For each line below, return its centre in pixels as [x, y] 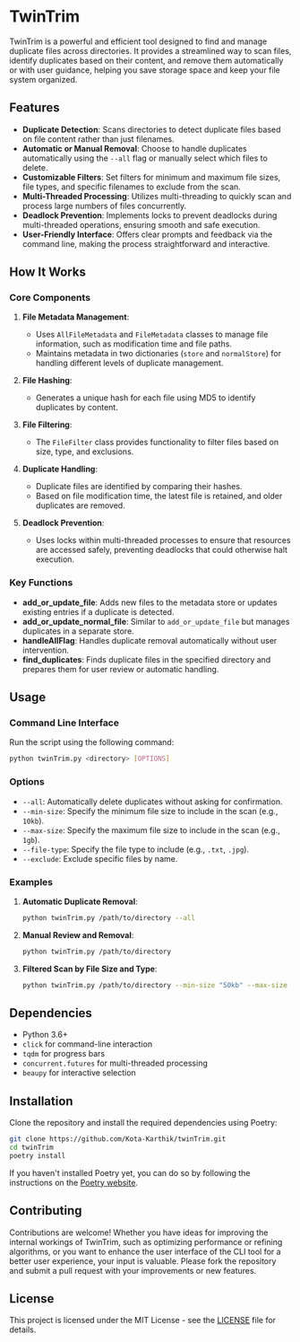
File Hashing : [47, 381]
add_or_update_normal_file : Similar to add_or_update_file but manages [156, 621]
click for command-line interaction [87, 1044]
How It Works [48, 272]
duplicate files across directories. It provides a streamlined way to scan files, [150, 50]
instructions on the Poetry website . [74, 1182]
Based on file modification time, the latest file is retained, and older [159, 496]
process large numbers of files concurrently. [104, 206]
